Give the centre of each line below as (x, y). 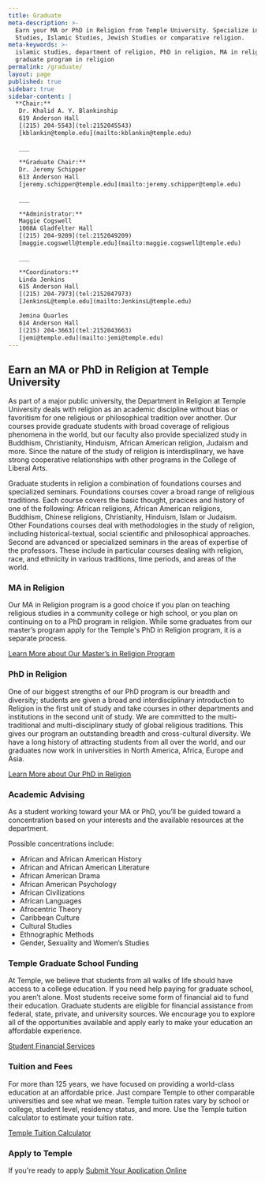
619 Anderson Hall (49, 118)
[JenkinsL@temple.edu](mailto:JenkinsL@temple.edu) (105, 302)
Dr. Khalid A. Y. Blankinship (68, 111)
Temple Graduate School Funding (73, 963)
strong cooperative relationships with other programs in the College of (122, 460)
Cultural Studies (46, 926)
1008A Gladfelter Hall (56, 229)
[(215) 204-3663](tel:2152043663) (75, 330)
